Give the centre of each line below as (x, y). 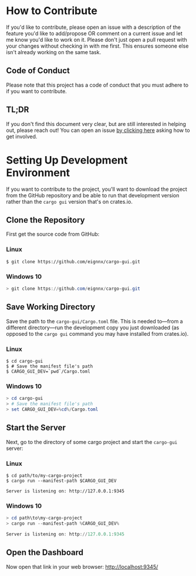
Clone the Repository (45, 220)
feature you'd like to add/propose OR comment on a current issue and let (94, 33)
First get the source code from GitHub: (53, 234)
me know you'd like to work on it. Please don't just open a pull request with (97, 39)
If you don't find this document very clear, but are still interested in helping (96, 124)
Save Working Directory (51, 307)
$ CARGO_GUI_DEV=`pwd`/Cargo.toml (48, 371)
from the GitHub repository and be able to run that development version (93, 195)
